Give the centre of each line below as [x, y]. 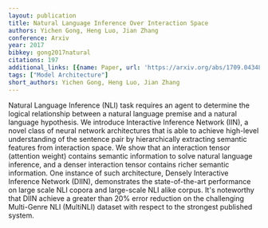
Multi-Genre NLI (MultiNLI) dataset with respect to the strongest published [130, 206]
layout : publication [43, 16]
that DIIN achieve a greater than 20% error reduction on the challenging [126, 198]
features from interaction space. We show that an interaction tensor [119, 147]
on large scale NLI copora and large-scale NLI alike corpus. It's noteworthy [132, 190]
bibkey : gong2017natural [49, 53]
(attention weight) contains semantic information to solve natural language [130, 155]
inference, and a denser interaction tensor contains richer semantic [119, 164]
